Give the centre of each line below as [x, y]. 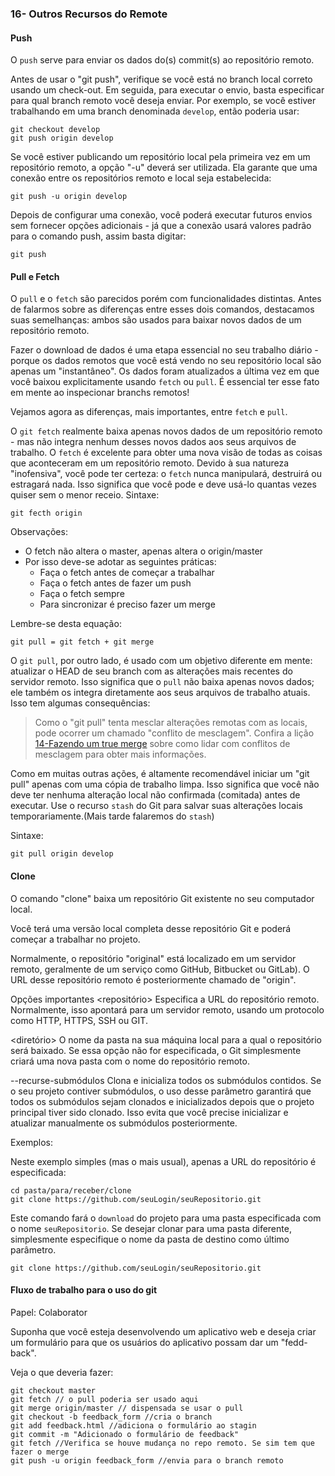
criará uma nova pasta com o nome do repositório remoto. [130, 1061]
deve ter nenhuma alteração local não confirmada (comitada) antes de [155, 795]
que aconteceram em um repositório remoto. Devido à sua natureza [149, 463]
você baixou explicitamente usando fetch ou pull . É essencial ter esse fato [165, 382]
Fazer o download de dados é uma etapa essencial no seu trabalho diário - [164, 350]
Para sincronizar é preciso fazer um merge [127, 604]
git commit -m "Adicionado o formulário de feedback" [125, 1434]
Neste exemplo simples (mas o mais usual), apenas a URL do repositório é [163, 1161]
